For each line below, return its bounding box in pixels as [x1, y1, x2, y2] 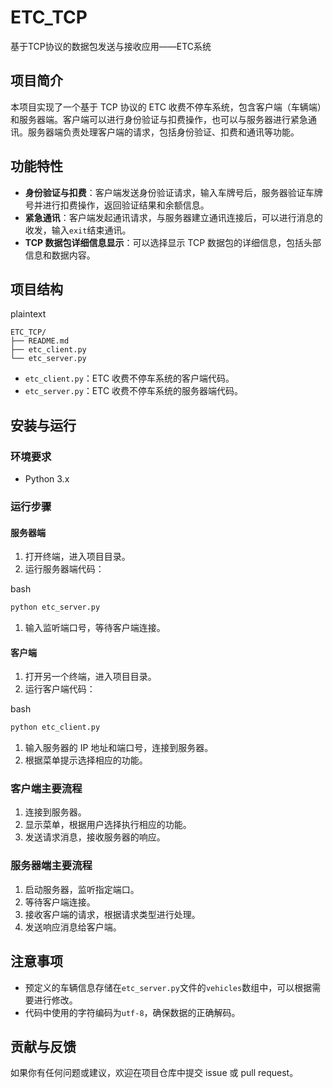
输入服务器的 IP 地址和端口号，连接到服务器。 [24, 742, 214, 754]
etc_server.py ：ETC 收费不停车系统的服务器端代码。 [24, 385, 244, 397]
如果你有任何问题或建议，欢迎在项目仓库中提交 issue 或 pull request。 [10, 1067, 299, 1079]
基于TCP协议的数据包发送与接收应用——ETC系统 [10, 40, 212, 52]
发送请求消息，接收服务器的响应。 [24, 831, 166, 843]
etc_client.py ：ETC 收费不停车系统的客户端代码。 [24, 372, 235, 385]
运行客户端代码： [24, 683, 96, 695]
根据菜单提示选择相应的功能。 [24, 754, 148, 766]
